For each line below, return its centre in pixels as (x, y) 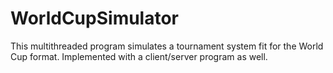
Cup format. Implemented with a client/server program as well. (139, 56)
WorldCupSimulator (95, 18)
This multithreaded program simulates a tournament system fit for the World (167, 46)
